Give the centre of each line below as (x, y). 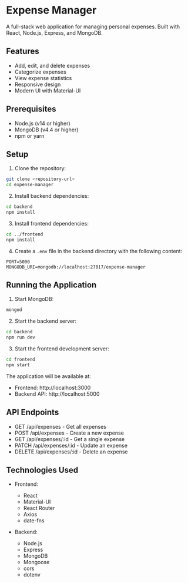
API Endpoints (33, 413)
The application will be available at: (48, 376)
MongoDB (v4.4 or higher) (46, 130)
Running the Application (51, 285)
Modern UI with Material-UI (48, 90)
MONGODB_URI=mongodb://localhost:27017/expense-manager (76, 267)
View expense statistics (43, 78)
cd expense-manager (30, 185)
